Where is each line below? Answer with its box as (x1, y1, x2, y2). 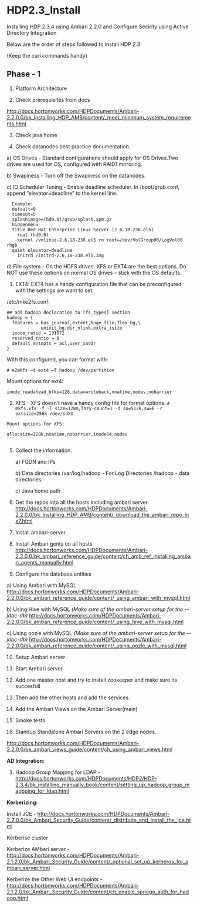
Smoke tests (15, 716, 46, 724)
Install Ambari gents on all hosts (15, 540, 93, 547)
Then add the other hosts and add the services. (15, 694, 131, 701)
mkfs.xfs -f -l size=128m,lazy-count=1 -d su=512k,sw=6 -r (15, 406, 163, 411)
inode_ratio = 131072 (12, 330, 65, 336)
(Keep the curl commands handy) (6, 52, 87, 59)
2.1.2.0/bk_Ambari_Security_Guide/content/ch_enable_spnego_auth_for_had (6, 888, 189, 895)
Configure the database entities (15, 570, 92, 577)
